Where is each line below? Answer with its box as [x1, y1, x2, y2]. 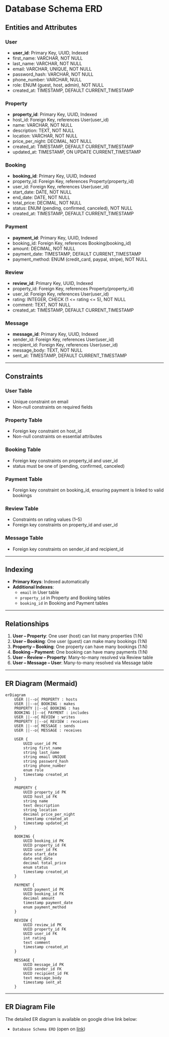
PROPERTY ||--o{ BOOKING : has [14, 706, 80, 711]
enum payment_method [23, 905, 66, 910]
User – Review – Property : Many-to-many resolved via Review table [12, 655, 153, 661]
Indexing [5, 565, 34, 574]
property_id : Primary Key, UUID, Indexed [12, 112, 97, 118]
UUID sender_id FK [23, 966, 62, 971]
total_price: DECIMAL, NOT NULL [12, 200, 82, 206]
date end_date [23, 856, 53, 861]
